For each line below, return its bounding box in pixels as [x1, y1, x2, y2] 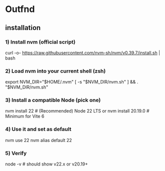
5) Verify [5, 149, 27, 156]
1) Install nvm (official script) [5, 38, 76, 45]
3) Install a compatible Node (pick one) [5, 96, 101, 103]
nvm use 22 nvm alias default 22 [5, 137, 72, 143]
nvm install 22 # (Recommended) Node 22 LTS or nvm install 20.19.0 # [5, 108, 150, 114]
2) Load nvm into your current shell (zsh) [5, 67, 106, 74]
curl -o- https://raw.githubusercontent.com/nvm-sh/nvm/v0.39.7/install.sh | [5, 49, 161, 55]
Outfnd [5, 3, 35, 15]
